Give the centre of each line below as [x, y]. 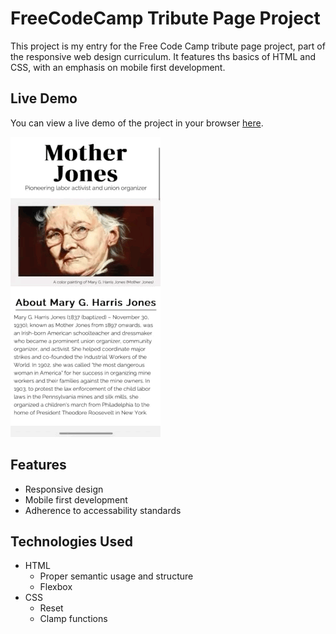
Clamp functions [73, 619]
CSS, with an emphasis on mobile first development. [118, 67]
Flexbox [56, 587]
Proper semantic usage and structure [116, 576]
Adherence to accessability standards [103, 510]
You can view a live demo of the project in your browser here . [137, 123]
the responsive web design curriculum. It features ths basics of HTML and [163, 56]
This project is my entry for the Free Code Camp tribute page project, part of [168, 46]
